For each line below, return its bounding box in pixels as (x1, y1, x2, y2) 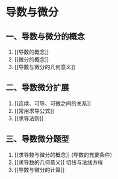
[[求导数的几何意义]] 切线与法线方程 (14, 159, 104, 166)
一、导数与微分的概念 (5, 31, 85, 41)
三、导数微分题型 (5, 134, 69, 144)
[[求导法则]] (14, 115, 44, 122)
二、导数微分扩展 (5, 82, 69, 93)
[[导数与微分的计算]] (14, 166, 65, 173)
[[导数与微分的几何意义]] (14, 64, 76, 70)
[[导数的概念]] (14, 49, 49, 55)
